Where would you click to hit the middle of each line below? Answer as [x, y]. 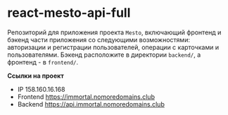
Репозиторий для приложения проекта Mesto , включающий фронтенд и [114, 32]
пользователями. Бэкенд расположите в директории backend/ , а [104, 55]
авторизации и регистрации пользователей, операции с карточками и [113, 47]
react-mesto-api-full [69, 13]
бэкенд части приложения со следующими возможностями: [99, 39]
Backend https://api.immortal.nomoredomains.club [91, 104]
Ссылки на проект [36, 76]
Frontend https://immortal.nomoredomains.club [86, 97]
